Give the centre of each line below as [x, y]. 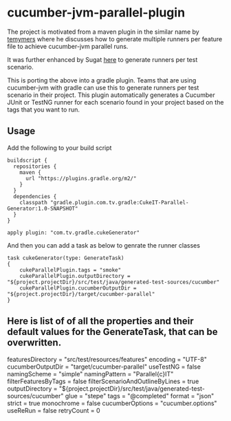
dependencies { [35, 196]
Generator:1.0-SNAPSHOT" [43, 208]
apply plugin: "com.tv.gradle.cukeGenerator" [73, 233]
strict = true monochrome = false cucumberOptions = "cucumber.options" [112, 403]
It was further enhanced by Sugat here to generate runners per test [102, 59]
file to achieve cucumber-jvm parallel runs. [68, 46]
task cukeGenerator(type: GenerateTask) [66, 258]
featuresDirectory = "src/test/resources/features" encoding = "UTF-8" [107, 359]
